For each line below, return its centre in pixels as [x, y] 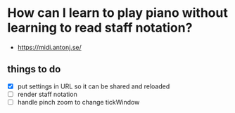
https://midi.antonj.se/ [50, 47]
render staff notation [47, 94]
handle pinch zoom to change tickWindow [78, 102]
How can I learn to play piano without [118, 13]
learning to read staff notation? [100, 28]
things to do [34, 69]
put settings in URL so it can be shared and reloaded [94, 86]
